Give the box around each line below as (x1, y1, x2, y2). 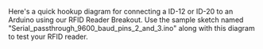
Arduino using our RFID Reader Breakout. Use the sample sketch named (8, 15, 244, 24)
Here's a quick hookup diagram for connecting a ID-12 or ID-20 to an (8, 7, 234, 16)
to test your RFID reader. (8, 32, 89, 41)
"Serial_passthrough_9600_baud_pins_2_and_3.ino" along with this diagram (8, 24, 256, 32)
